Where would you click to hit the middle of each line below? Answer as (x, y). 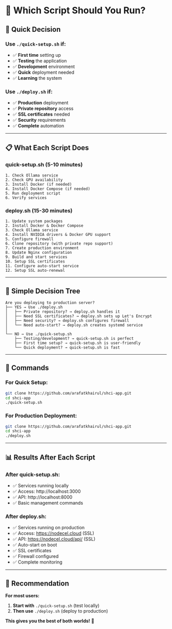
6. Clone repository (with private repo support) (59, 244)
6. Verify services (26, 198)
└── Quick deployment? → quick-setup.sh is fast (67, 348)
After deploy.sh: (26, 516)
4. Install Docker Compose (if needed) (48, 189)
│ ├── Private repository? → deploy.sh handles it (63, 312)
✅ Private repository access (43, 109)
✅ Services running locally (41, 485)
